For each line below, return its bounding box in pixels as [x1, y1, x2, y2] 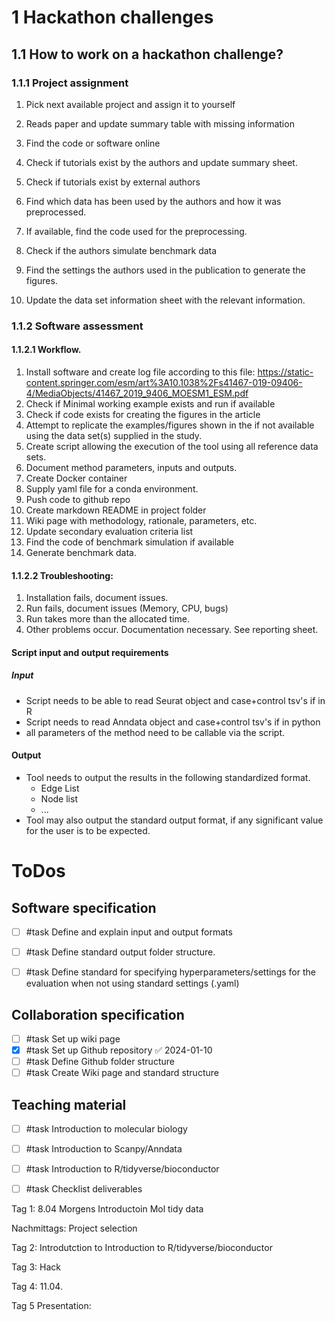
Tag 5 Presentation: [11, 1300, 92, 1312]
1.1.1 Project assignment [11, 76, 129, 90]
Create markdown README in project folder [25, 504, 207, 516]
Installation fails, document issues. [25, 592, 169, 604]
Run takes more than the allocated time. [25, 613, 190, 625]
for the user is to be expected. [25, 824, 151, 836]
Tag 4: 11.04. [11, 1281, 63, 1293]
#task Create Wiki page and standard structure [25, 1067, 219, 1079]
